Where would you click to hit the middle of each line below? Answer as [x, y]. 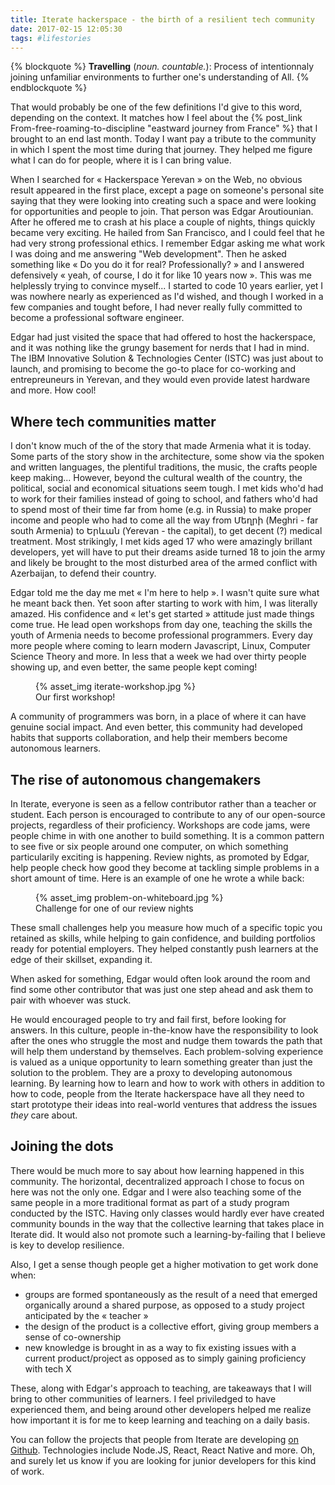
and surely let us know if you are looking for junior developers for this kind [163, 1460]
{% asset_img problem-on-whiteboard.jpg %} [129, 897]
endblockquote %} [49, 88]
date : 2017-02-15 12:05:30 [66, 29]
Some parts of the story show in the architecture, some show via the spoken [167, 457]
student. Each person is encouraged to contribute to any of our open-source [168, 814]
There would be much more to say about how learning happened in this [157, 1170]
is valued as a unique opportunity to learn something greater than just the [161, 1062]
